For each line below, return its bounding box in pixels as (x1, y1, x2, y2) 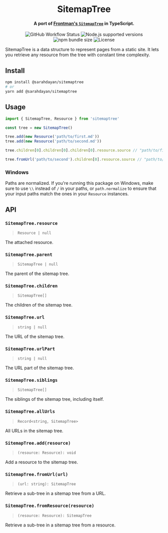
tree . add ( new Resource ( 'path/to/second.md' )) (5, 139, 101, 144)
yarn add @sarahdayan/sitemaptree (5, 89, 77, 94)
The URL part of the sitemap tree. (5, 365, 74, 371)
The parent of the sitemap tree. (5, 271, 69, 277)
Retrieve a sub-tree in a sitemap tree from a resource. (5, 522, 116, 528)
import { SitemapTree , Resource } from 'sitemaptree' (5, 116, 120, 121)
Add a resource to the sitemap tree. (5, 459, 78, 465)
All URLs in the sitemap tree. (5, 427, 63, 434)
